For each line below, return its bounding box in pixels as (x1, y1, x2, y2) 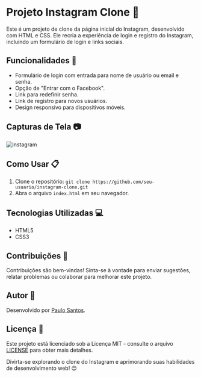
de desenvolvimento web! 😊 (6, 364, 77, 372)
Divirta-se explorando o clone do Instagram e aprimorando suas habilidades (6, 358, 195, 365)
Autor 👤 (6, 290, 36, 301)
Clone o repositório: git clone (14, 178, 90, 185)
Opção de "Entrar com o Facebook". (14, 84, 105, 92)
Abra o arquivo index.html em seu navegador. (14, 190, 129, 197)
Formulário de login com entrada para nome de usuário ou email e (14, 72, 179, 79)
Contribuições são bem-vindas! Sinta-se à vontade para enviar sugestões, (6, 267, 191, 273)
